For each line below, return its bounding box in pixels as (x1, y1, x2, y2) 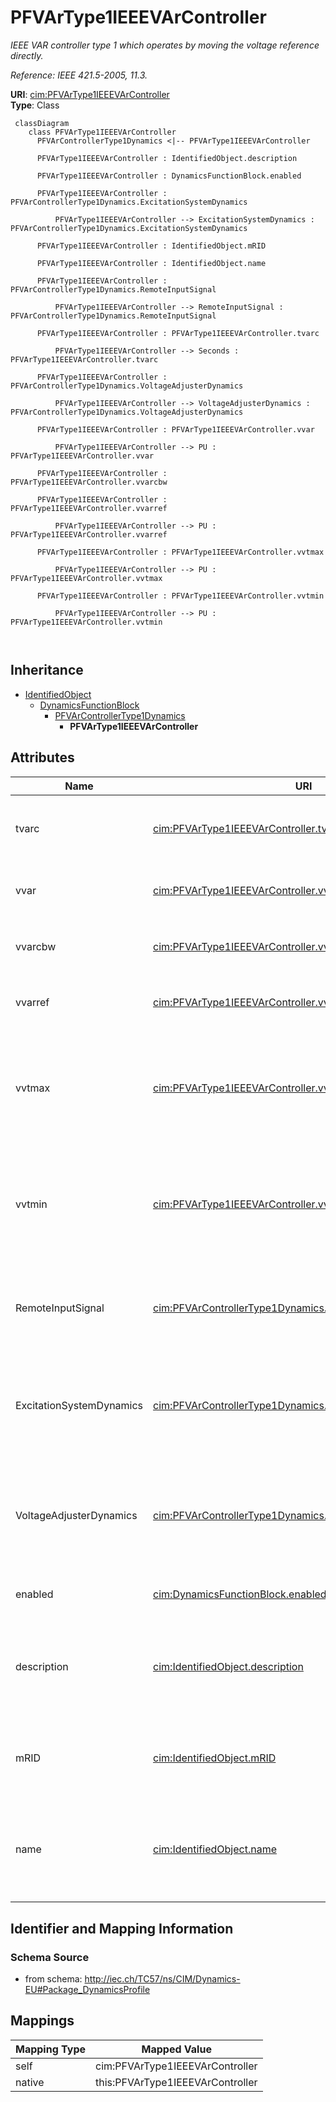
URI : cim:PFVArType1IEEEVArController (10, 88, 170, 100)
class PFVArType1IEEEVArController (28, 127, 177, 137)
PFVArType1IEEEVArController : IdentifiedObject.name (36, 258, 267, 268)
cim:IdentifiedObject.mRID (153, 1751, 277, 1765)
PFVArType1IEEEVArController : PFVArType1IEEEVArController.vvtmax (36, 547, 325, 557)
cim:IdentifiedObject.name (153, 1842, 277, 1856)
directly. (10, 49, 44, 61)
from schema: (24, 1973, 83, 1985)
